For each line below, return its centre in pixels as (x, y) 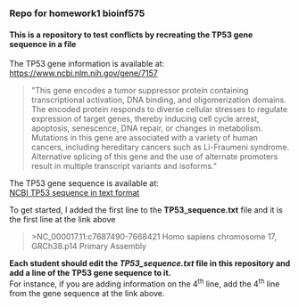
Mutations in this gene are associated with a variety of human (145, 138)
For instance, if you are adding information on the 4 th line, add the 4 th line (145, 283)
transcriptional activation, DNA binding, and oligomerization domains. (159, 100)
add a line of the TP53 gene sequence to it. (90, 273)
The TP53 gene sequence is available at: (84, 183)
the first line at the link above (62, 220)
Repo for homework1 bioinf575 (77, 13)
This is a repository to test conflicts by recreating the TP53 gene (131, 35)
